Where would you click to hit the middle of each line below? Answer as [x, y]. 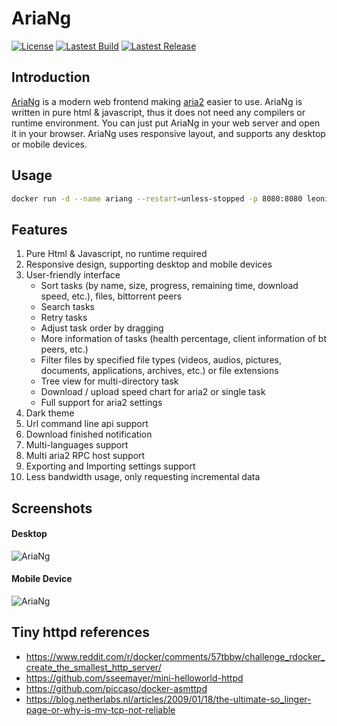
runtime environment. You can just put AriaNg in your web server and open [166, 123]
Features [39, 229]
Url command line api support [87, 424]
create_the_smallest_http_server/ [93, 667]
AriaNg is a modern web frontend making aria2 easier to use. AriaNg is [157, 101]
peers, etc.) [64, 349]
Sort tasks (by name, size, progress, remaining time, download [169, 286]
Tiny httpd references [80, 632]
